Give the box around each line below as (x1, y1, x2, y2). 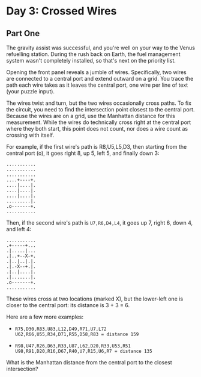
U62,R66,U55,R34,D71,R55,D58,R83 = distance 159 (14, 331, 139, 337)
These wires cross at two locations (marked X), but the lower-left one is (6, 295, 184, 302)
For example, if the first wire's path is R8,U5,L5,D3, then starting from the (6, 143, 187, 150)
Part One (6, 28, 40, 39)
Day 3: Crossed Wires (6, 4, 117, 18)
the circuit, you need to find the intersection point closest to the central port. (6, 106, 195, 113)
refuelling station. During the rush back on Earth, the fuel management (6, 51, 181, 58)
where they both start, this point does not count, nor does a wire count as (6, 125, 188, 132)
